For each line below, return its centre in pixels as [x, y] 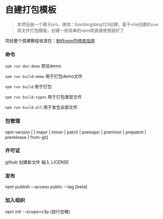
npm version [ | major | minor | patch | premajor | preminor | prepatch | [76, 132]
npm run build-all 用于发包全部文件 [41, 107]
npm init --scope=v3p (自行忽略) [38, 212]
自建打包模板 [31, 10]
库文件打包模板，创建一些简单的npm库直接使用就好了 [70, 30]
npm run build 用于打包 [28, 87]
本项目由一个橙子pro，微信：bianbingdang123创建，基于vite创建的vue [88, 24]
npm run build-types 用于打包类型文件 [43, 97]
